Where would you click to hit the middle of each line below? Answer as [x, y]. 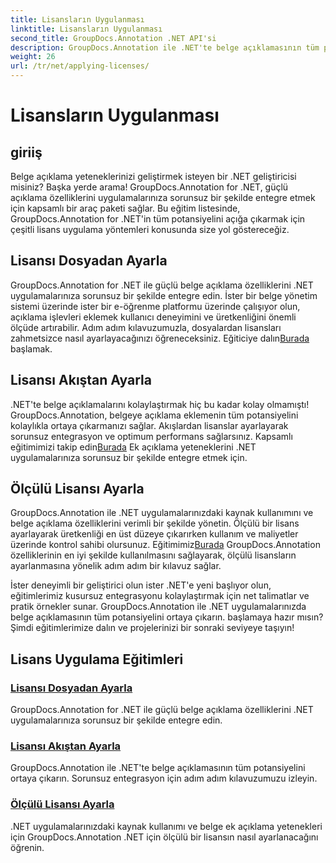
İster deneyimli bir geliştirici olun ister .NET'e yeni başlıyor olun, [141, 585]
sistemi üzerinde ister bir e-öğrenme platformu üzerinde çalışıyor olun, [155, 306]
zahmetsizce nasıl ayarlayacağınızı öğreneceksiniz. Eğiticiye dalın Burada [160, 338]
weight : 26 [33, 57]
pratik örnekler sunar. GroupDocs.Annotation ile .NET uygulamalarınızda [158, 607]
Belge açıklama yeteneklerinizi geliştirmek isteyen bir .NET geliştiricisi [153, 176]
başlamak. [31, 348]
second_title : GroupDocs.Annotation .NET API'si [113, 38]
